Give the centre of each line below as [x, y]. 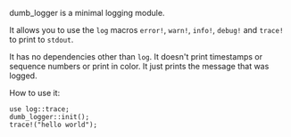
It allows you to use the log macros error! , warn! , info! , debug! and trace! [146, 30]
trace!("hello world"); [54, 125]
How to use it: [35, 93]
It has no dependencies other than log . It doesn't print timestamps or [136, 56]
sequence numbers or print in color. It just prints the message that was [139, 66]
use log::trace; [39, 109]
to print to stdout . [42, 40]
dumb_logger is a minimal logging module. [87, 13]
